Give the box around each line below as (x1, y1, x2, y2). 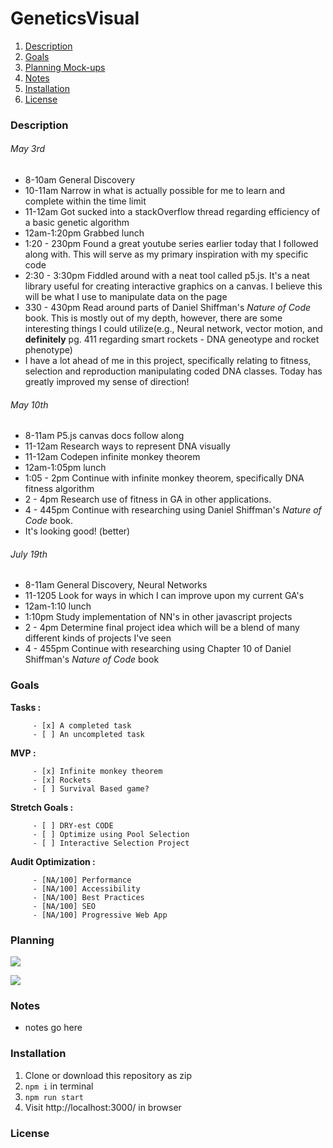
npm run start (24, 1092, 84, 1102)
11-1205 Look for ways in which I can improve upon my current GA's (24, 590, 305, 602)
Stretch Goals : (10, 801, 74, 813)
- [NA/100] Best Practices (32, 892, 145, 902)
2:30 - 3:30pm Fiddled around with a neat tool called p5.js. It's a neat (24, 270, 310, 282)
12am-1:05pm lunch (24, 462, 107, 474)
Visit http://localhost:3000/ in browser (24, 1101, 182, 1113)
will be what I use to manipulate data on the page (24, 291, 228, 303)
